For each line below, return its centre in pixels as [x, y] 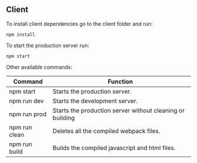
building [64, 118]
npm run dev [26, 101]
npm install [21, 35]
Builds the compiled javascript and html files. [114, 148]
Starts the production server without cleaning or [118, 110]
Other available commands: [39, 67]
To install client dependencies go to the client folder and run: [79, 23]
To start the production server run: [48, 45]
